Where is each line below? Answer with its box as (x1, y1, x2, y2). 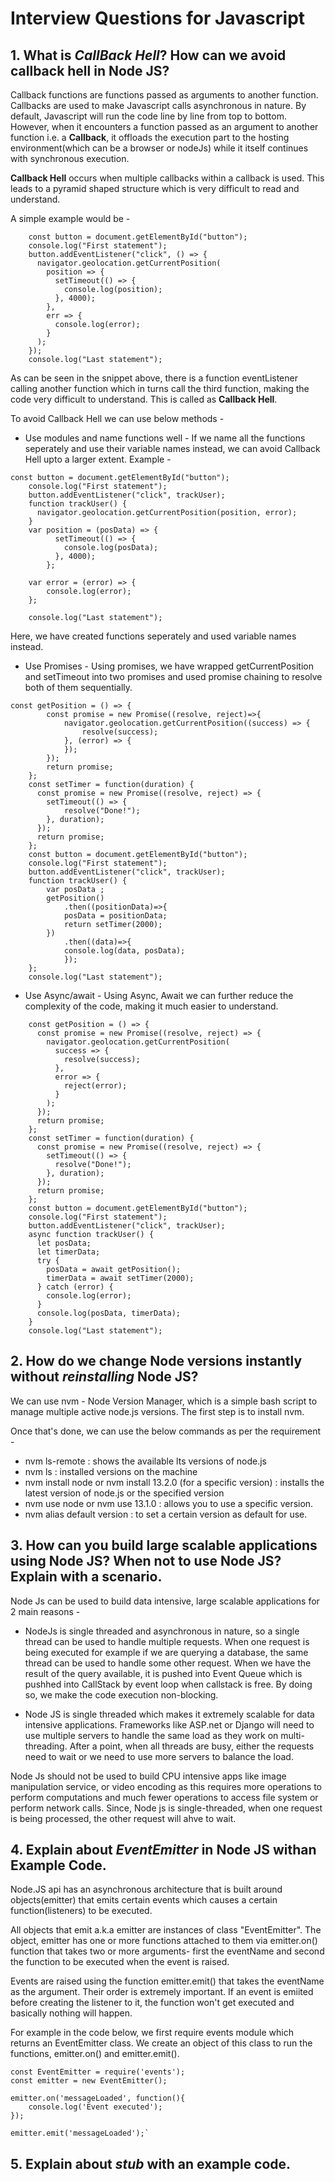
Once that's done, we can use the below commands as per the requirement (10, 1425, 322, 1437)
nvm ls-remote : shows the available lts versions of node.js (24, 1455, 267, 1467)
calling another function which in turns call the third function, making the (10, 383, 310, 394)
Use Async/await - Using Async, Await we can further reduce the (24, 990, 294, 1001)
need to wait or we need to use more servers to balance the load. (24, 1750, 294, 1762)
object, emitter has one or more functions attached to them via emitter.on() (10, 1935, 318, 1947)
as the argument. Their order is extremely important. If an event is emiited (10, 1986, 314, 1998)
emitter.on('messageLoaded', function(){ (10, 2093, 186, 2104)
